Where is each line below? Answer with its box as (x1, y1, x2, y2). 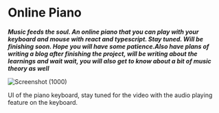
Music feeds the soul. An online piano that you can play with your (8, 28, 199, 36)
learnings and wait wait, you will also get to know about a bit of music (8, 56, 211, 65)
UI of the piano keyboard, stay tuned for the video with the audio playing (8, 91, 213, 99)
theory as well (8, 64, 49, 72)
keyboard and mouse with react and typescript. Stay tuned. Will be (8, 34, 204, 43)
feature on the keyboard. (8, 98, 78, 106)
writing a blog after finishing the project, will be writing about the (8, 50, 198, 58)
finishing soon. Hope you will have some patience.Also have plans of (8, 42, 209, 50)
